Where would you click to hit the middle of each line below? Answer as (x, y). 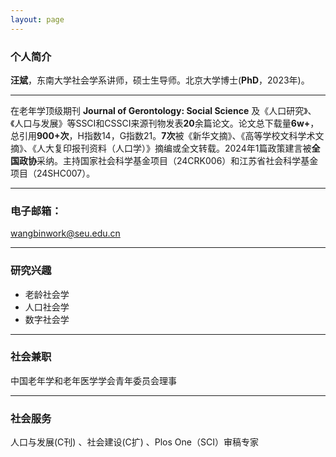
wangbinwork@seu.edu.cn (65, 233)
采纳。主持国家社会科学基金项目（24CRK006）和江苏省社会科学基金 (177, 160)
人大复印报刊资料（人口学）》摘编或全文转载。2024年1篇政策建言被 (174, 148)
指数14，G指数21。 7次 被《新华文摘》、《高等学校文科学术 (199, 135)
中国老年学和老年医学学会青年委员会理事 (93, 380)
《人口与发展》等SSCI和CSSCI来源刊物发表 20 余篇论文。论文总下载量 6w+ (160, 123)
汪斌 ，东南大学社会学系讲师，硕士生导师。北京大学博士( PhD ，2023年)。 (160, 80)
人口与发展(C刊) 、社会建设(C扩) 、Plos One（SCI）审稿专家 (134, 442)
